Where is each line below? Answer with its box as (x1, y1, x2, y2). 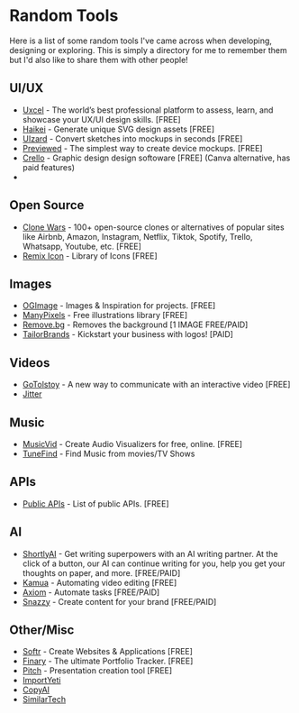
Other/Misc (9, 623, 75, 638)
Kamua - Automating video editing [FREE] (22, 577, 177, 588)
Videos (9, 355, 50, 370)
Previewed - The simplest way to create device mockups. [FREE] (22, 142, 263, 153)
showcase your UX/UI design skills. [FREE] (22, 114, 182, 124)
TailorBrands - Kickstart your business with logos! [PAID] (22, 329, 234, 340)
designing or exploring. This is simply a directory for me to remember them (9, 44, 287, 55)
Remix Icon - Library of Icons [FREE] (22, 250, 158, 261)
